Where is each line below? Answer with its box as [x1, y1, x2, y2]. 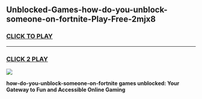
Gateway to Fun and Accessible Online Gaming [6, 86, 126, 93]
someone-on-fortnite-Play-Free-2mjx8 [6, 14, 156, 25]
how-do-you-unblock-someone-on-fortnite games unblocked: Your [6, 79, 180, 86]
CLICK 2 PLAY [6, 55, 48, 63]
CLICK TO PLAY [6, 32, 53, 41]
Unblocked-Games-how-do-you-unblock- [6, 5, 168, 15]
